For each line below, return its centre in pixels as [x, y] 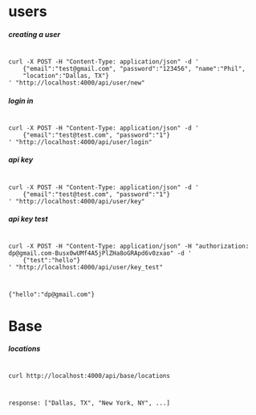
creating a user [35, 34]
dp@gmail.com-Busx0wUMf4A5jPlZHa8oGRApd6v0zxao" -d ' [100, 253]
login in [21, 101]
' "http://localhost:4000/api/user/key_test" [85, 268]
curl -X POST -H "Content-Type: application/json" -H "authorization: [129, 247]
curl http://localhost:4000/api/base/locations [89, 376]
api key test [28, 219]
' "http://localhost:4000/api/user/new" [77, 83]
